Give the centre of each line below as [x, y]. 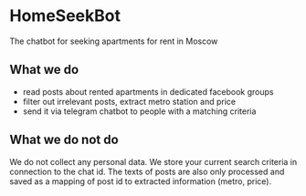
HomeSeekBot [65, 16]
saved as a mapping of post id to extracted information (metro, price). [141, 181]
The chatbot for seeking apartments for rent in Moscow [114, 41]
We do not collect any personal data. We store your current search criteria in [153, 161]
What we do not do [64, 140]
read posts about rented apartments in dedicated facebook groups [148, 91]
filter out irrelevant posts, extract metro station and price [129, 101]
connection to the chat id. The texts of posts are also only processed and [147, 171]
